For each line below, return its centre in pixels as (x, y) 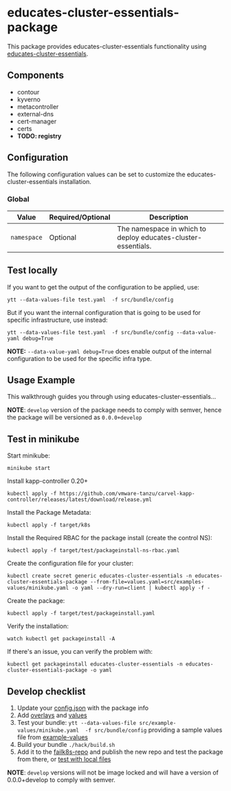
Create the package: (36, 601)
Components (35, 75)
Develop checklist (46, 691)
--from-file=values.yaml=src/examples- (147, 582)
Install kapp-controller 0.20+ (47, 481)
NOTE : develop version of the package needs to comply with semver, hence (114, 410)
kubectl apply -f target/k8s (49, 525)
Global (18, 199)
